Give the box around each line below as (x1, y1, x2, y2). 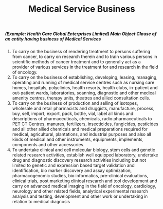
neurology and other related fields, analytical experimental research (12, 188, 148, 194)
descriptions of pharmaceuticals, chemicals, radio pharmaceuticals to (12, 115, 152, 121)
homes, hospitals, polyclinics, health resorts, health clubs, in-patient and (12, 84, 158, 91)
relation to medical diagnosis (12, 198, 70, 204)
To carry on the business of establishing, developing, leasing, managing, (12, 74, 158, 80)
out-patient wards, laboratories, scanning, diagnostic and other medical (12, 90, 156, 95)
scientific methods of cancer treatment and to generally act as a (12, 58, 141, 64)
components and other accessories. (12, 141, 85, 147)
